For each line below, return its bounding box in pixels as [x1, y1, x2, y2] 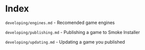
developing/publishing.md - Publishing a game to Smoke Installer [5, 29, 140, 35]
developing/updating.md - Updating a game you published [5, 38, 125, 45]
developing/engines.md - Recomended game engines [5, 19, 115, 25]
